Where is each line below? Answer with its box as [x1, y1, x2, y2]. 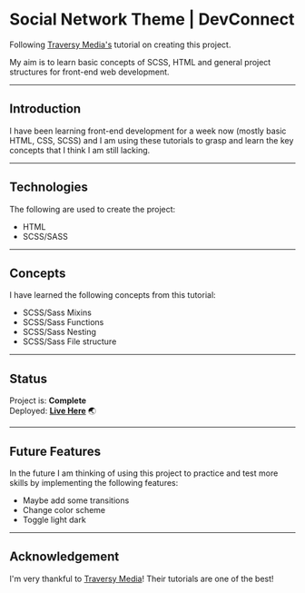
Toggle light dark [22, 514, 86, 525]
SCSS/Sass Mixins [22, 307, 93, 318]
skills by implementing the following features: [9, 478, 179, 488]
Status [9, 371, 48, 386]
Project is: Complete [9, 395, 87, 406]
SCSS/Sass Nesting [22, 327, 97, 338]
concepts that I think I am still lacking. [9, 144, 151, 155]
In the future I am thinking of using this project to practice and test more [9, 468, 279, 479]
